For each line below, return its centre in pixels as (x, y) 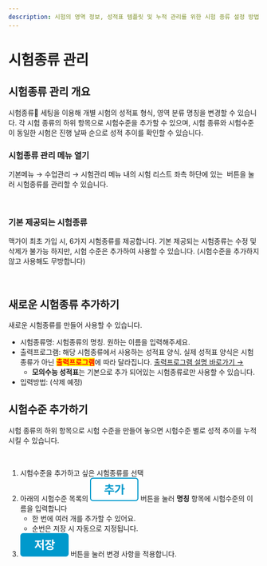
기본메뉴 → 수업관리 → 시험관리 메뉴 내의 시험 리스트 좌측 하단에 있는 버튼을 (128, 174)
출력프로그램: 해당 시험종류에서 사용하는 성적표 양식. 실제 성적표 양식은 (129, 353)
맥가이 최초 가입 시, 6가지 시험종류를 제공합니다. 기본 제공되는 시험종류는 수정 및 (132, 241)
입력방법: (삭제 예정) (51, 382)
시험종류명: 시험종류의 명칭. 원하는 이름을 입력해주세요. (105, 342)
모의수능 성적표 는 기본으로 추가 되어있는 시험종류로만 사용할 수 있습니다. (143, 373)
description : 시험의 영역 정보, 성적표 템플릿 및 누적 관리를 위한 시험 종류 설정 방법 (134, 17)
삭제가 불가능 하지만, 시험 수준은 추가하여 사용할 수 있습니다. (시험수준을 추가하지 (134, 251)
